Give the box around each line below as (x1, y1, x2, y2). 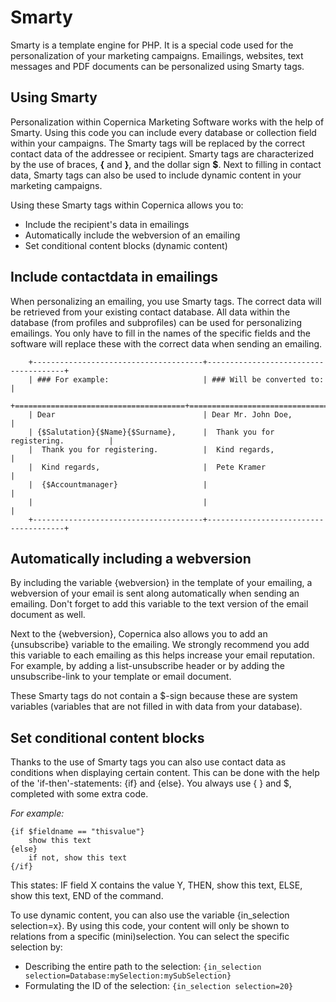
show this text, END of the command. (10, 890, 164, 902)
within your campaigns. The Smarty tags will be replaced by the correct (10, 137, 305, 149)
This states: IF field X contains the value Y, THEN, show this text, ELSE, (10, 879, 303, 891)
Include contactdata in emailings (10, 269, 219, 286)
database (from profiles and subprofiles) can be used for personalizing (10, 316, 303, 328)
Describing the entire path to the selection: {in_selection (24, 961, 262, 973)
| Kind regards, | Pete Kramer (28, 462, 267, 472)
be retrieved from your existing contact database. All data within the (10, 306, 291, 318)
